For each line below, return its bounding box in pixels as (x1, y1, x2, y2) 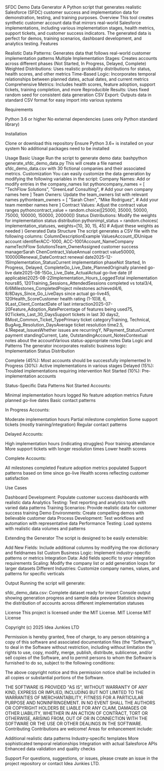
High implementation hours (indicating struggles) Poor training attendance (5, 441, 155, 446)
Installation (5, 131, 27, 136)
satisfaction (5, 476, 29, 481)
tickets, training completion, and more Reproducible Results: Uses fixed (5, 87, 149, 92)
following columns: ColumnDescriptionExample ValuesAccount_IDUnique (5, 233, 153, 239)
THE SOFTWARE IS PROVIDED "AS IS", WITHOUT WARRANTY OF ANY (5, 684, 148, 690)
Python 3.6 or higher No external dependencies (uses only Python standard (5, 116, 158, 122)
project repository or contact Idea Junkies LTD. (5, 761, 100, 766)
